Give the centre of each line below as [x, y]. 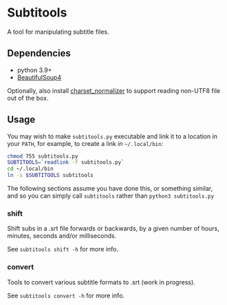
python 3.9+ [34, 70]
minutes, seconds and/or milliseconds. [62, 236]
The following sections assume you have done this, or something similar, [110, 189]
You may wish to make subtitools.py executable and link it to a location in [112, 136]
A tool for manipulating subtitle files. [58, 32]
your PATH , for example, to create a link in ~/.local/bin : [85, 143]
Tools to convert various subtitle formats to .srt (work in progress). [101, 282]
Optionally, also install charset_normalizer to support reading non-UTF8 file [114, 90]
